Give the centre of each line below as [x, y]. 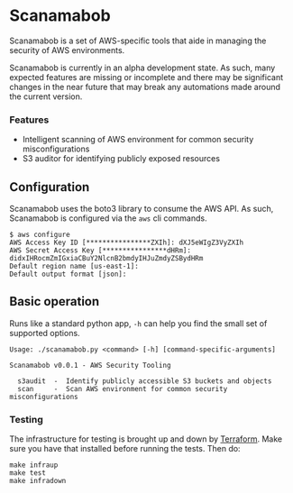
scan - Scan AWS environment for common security [123, 388]
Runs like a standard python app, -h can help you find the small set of [138, 323]
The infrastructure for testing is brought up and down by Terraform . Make [146, 439]
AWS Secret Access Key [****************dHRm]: [101, 251]
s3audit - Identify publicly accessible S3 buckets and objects [145, 381]
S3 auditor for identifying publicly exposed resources [121, 159]
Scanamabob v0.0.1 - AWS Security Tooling [90, 365]
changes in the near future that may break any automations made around [145, 87]
